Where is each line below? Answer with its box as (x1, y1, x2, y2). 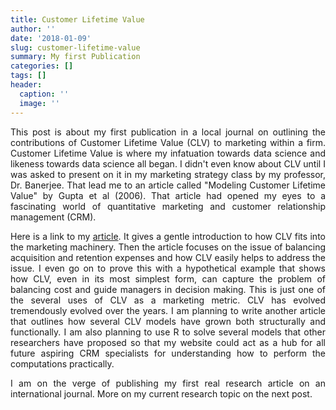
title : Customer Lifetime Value (10, 14, 145, 25)
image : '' (19, 98, 60, 108)
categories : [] (10, 61, 74, 71)
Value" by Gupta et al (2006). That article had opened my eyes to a (10, 189, 326, 201)
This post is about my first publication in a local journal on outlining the (10, 126, 326, 138)
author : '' (10, 24, 56, 34)
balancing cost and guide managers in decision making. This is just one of (10, 283, 326, 295)
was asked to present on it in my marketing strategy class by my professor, (10, 168, 326, 180)
